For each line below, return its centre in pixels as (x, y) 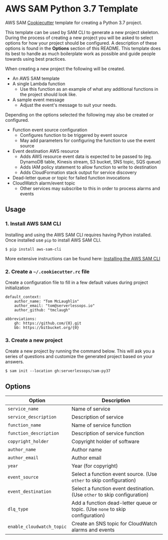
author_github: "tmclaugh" (42, 310)
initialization (17, 288)
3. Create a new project (34, 340)
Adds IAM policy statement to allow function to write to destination (88, 167)
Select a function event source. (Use (114, 474)
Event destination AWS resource (45, 151)
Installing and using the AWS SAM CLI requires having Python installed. (78, 235)
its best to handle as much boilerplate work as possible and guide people (80, 54)
